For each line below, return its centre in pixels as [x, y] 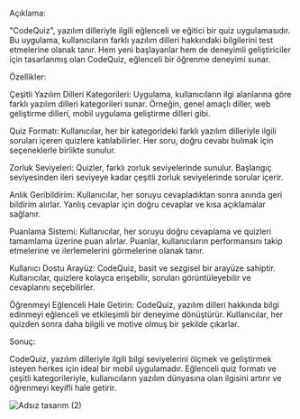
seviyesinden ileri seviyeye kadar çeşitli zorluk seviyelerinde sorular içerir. [146, 177]
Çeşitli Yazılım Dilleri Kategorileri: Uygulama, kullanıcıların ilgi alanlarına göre [150, 94]
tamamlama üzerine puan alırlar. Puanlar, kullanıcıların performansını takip [146, 241]
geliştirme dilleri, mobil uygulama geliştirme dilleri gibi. [110, 113]
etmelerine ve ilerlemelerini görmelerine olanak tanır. [107, 251]
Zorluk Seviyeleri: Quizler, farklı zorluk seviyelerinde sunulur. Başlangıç [141, 168]
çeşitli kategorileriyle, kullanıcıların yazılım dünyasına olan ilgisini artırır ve [145, 378]
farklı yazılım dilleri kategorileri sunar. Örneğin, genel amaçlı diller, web [140, 104]
